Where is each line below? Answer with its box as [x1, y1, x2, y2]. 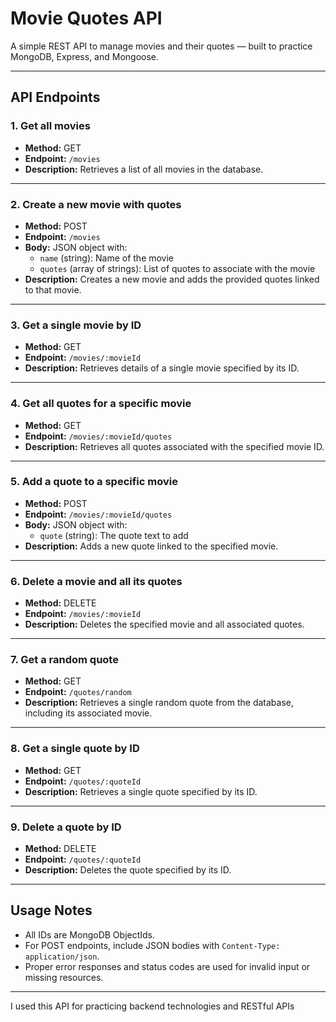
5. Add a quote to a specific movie [10, 475, 178, 489]
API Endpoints [10, 89, 101, 106]
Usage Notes [10, 902, 93, 919]
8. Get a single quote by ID [10, 742, 140, 756]
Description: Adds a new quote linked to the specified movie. [24, 540, 279, 552]
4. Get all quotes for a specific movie [10, 397, 192, 411]
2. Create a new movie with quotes [10, 197, 182, 211]
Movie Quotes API [10, 7, 163, 30]
